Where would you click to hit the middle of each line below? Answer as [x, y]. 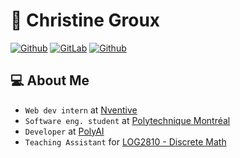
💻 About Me [50, 80]
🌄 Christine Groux [85, 20]
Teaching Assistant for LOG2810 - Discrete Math [125, 141]
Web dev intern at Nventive [81, 110]
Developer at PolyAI [64, 131]
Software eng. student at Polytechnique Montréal [127, 120]
